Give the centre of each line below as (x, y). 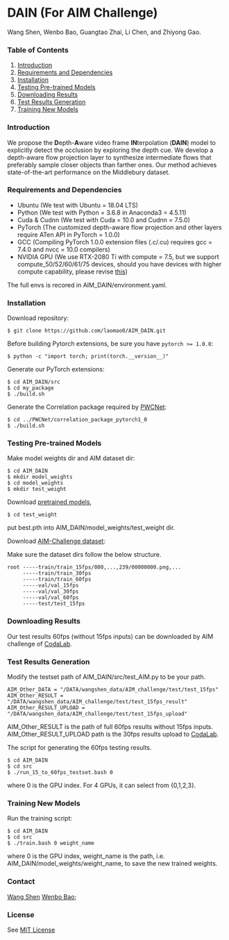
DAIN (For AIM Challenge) (83, 13)
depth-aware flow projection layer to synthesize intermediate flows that (109, 157)
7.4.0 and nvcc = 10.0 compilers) (64, 249)
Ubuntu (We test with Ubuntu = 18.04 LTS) (78, 205)
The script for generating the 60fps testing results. (79, 748)
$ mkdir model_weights (40, 477)
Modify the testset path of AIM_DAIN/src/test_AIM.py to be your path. (107, 677)
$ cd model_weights (35, 483)
